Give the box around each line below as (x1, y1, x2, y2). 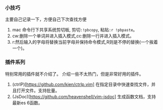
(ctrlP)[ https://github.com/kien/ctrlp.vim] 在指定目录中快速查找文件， (12, 81, 152, 87)
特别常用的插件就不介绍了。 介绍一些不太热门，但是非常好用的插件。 (5, 71, 143, 77)
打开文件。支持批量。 (16, 87, 60, 93)
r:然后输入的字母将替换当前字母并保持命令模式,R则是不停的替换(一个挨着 (12, 39, 158, 45)
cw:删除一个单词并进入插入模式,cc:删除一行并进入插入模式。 (12, 33, 135, 39)
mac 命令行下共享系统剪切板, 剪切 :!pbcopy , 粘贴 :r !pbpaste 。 (12, 27, 138, 33)
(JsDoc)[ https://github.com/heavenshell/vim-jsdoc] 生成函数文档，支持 (12, 93, 156, 99)
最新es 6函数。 (12, 100, 43, 106)
